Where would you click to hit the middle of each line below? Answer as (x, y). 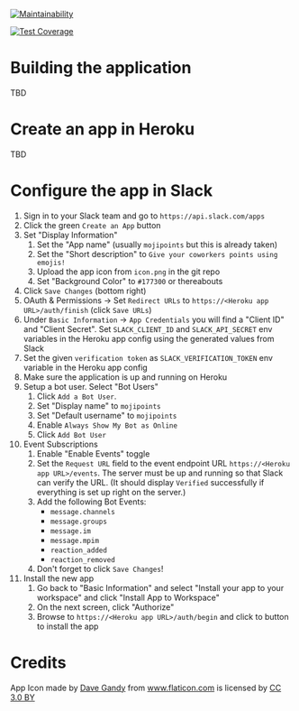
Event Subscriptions (60, 444)
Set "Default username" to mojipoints (107, 415)
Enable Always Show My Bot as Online (107, 425)
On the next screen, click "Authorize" (105, 607)
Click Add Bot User (72, 434)
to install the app (68, 626)
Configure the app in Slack (112, 191)
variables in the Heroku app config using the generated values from (149, 338)
